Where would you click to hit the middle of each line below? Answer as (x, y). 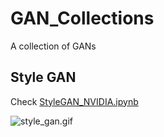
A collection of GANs (53, 46)
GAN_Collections (82, 18)
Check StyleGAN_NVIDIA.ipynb (74, 101)
